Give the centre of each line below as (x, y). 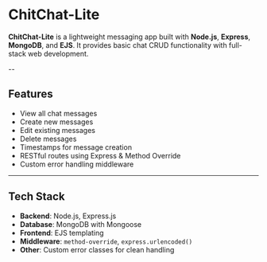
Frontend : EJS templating (62, 233)
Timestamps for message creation (76, 147)
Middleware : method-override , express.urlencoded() (106, 241)
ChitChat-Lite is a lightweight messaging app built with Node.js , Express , (130, 37)
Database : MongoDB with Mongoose (80, 224)
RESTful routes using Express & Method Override (100, 155)
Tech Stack (37, 197)
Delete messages (48, 139)
